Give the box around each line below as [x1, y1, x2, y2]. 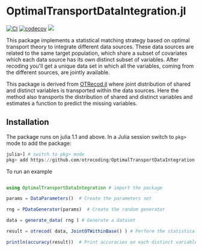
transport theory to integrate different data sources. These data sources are [6, 43, 194, 50]
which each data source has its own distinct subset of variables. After [6, 56, 179, 63]
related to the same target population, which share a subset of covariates [6, 49, 188, 57]
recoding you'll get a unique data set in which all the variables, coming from [6, 62, 194, 69]
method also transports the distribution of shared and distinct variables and [6, 93, 193, 100]
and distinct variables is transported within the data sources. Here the [6, 86, 179, 94]
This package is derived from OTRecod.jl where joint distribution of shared [6, 80, 191, 87]
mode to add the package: [6, 139, 72, 147]
